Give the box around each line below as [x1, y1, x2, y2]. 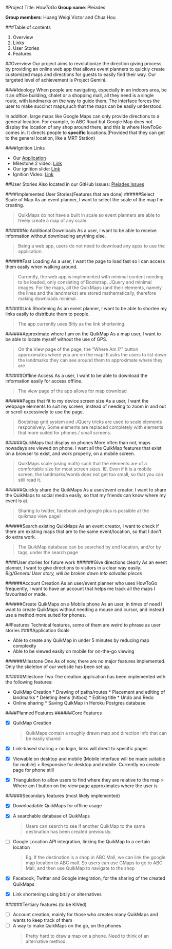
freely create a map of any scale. [17, 218, 88, 223]
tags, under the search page [17, 549, 78, 555]
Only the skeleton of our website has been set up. [5, 663, 110, 670]
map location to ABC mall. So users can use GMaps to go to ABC [25, 860, 163, 866]
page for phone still [12, 767, 54, 773]
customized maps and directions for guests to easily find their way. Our [5, 71, 157, 78]
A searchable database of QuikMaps [12, 813, 90, 819]
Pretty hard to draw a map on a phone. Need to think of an [25, 933, 149, 939]
